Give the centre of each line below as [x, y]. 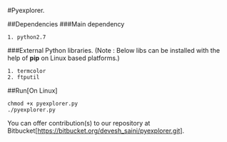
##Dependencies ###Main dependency [66, 24]
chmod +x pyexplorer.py [43, 103]
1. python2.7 [27, 37]
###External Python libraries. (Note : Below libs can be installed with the [113, 50]
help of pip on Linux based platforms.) [64, 58]
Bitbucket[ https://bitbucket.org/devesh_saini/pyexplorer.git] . [96, 131]
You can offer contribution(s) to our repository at [79, 123]
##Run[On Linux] [32, 91]
